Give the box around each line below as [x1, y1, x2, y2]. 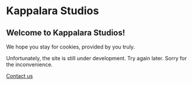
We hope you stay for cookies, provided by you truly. [6, 43, 135, 50]
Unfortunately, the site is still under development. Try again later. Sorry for [6, 55, 187, 61]
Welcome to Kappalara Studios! [6, 28, 126, 38]
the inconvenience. [6, 61, 53, 68]
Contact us [6, 73, 33, 79]
